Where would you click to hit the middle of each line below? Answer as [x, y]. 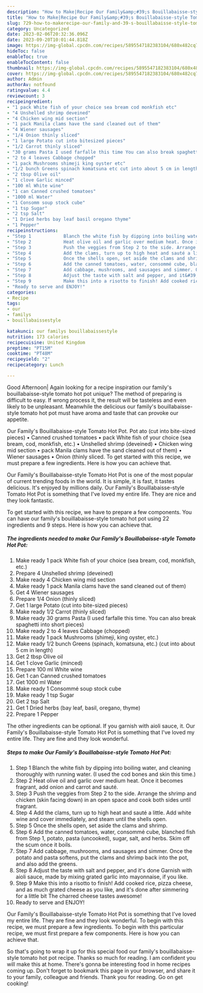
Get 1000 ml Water [39, 682]
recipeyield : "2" [29, 360]
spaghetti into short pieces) [50, 624]
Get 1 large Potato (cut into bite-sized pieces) [72, 605]
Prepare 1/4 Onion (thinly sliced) [55, 598]
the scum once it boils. [44, 845]
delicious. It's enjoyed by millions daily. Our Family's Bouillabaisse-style [96, 487]
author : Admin [25, 79]
